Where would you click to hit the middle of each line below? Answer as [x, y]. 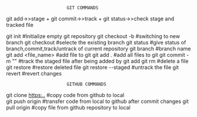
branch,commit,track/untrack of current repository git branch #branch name [98, 49]
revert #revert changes [34, 73]
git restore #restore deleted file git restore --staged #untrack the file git [93, 67]
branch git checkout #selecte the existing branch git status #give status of [96, 42]
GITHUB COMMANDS [87, 84]
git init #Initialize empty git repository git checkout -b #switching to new [93, 36]
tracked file [20, 25]
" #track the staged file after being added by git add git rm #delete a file [101, 61]
